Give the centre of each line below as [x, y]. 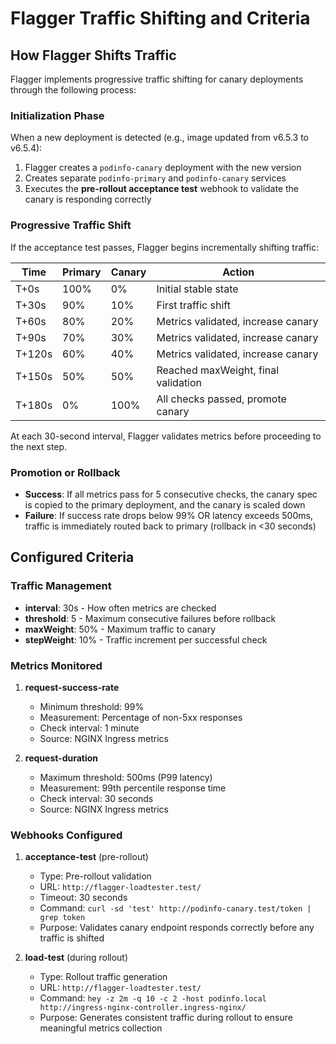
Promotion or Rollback [65, 472]
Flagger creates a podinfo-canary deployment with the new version [163, 168]
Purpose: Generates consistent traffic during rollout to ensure [166, 1018]
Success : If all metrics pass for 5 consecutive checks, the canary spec [171, 494]
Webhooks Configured [66, 835]
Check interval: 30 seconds [96, 798]
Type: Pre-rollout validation [95, 876]
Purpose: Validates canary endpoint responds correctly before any [177, 928]
